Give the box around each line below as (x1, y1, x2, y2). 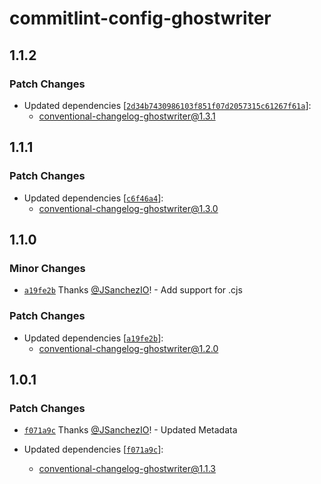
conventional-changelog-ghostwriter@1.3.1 (38, 110, 216, 122)
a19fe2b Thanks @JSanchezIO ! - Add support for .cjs (23, 284, 243, 296)
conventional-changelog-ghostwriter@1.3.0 (38, 202, 219, 214)
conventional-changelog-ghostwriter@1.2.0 (38, 342, 219, 354)
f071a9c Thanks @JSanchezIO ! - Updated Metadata (23, 424, 238, 436)
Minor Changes (9, 261, 86, 275)
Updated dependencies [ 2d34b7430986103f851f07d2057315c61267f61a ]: (23, 99, 312, 111)
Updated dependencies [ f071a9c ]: (23, 443, 164, 456)
